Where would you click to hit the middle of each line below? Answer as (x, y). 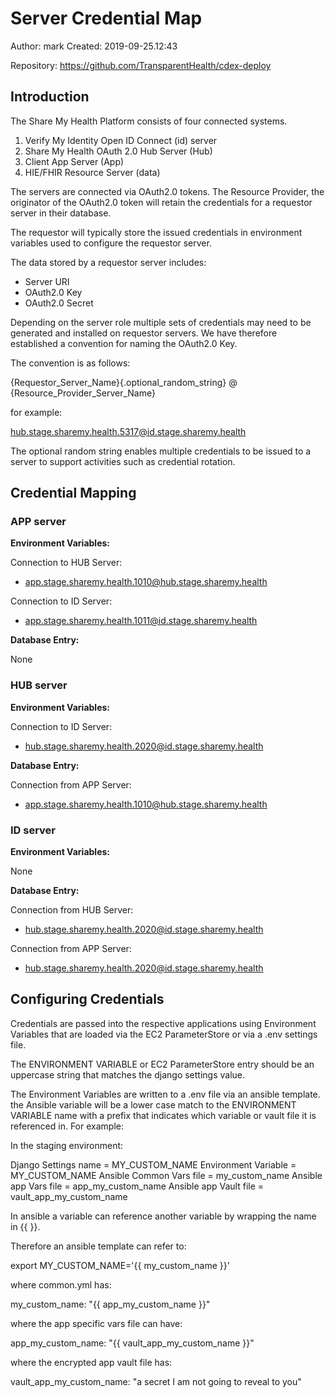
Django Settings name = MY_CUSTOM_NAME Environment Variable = (153, 1164)
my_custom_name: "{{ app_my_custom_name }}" (110, 1304)
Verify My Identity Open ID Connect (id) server (121, 140)
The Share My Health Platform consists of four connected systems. (149, 121)
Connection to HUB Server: (66, 563)
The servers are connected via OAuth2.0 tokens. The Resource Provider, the (167, 191)
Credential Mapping (73, 493)
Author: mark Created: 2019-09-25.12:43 (94, 46)
